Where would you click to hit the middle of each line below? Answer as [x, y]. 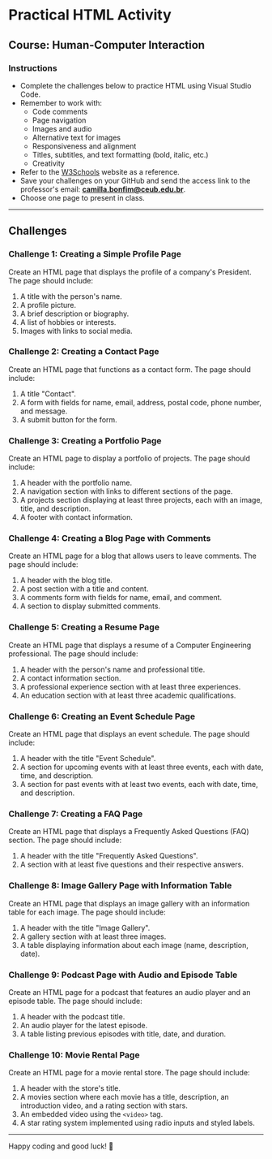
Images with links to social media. [76, 331]
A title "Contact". [48, 394]
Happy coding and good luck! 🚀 [61, 1146]
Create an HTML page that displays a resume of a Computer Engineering [130, 645]
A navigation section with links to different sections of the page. [126, 491]
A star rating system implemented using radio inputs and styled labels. [137, 1123]
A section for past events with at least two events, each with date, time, [139, 785]
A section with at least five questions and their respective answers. [132, 865]
